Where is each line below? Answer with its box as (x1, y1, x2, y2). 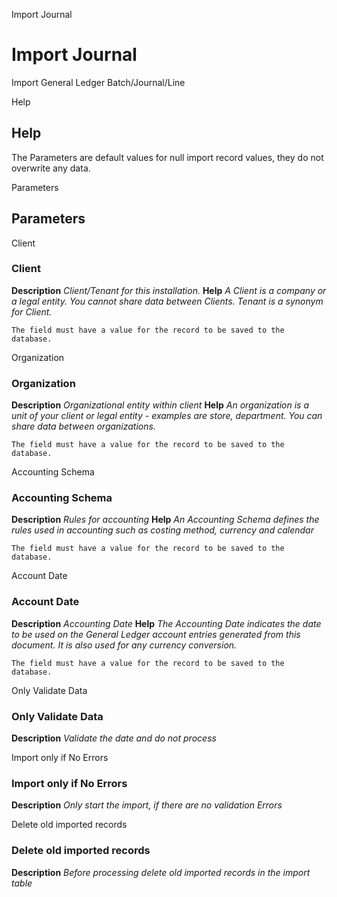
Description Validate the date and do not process (11, 732, 217, 744)
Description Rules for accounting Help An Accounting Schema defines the (11, 514, 320, 526)
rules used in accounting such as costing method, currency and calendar (11, 524, 314, 536)
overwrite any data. (11, 162, 91, 174)
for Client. (11, 305, 53, 318)
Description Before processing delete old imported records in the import (11, 866, 311, 878)
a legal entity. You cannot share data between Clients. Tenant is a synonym (11, 295, 324, 307)
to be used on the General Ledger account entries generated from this (11, 628, 301, 640)
